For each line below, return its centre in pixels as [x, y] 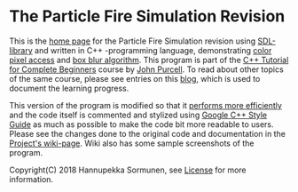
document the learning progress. [69, 88]
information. [31, 179]
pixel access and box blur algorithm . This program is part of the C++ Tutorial [149, 60]
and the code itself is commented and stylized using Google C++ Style [138, 115]
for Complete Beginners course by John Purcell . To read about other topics [146, 69]
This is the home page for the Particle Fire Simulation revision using [133, 41]
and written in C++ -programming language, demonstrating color [153, 50]
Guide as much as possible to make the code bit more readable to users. [141, 124]
